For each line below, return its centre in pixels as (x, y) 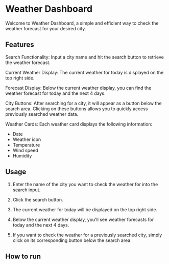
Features (20, 45)
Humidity (22, 156)
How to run (23, 256)
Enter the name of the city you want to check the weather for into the (85, 184)
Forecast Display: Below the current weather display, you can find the (78, 88)
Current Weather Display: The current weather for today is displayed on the (84, 72)
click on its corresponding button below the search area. (72, 240)
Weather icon (27, 139)
